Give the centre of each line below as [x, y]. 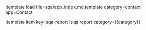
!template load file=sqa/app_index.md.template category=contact [73, 7]
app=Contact [19, 12]
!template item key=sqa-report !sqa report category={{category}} [73, 22]
